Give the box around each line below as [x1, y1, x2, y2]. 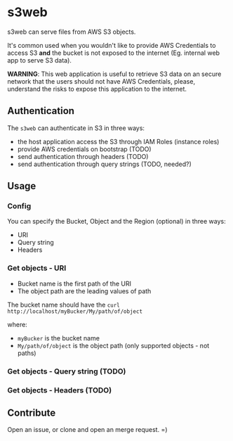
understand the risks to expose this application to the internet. [7, 84, 187, 93]
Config [7, 201, 32, 211]
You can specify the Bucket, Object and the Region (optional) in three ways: [7, 217, 226, 226]
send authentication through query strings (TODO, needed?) [17, 160, 192, 168]
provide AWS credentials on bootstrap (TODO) [17, 145, 152, 153]
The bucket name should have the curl [7, 300, 121, 309]
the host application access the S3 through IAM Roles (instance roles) [17, 137, 220, 146]
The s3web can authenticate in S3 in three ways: [7, 124, 145, 132]
